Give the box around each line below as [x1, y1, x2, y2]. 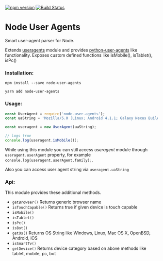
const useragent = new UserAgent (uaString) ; [5, 124, 97, 130]
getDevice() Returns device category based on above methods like [12, 245, 147, 251]
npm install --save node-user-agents [5, 81, 81, 86]
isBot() [12, 226, 28, 231]
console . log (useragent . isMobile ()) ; [5, 138, 79, 143]
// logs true [5, 134, 32, 139]
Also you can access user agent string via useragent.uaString [5, 166, 129, 172]
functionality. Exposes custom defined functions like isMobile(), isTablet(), [5, 52, 153, 58]
